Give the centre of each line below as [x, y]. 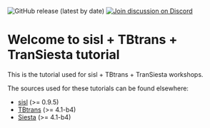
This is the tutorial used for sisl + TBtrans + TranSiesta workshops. [105, 74]
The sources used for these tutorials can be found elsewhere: [98, 88]
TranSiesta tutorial [64, 55]
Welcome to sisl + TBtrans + [92, 40]
